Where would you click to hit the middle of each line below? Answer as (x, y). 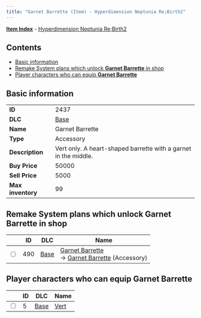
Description (26, 152)
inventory (23, 193)
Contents (24, 48)
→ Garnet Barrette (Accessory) (104, 258)
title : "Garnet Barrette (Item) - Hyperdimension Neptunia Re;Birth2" (96, 12)
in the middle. (74, 156)
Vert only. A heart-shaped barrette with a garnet (123, 149)
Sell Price (23, 175)
